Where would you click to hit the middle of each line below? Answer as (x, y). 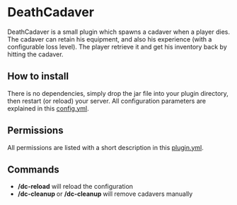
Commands (34, 169)
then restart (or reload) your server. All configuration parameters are (107, 101)
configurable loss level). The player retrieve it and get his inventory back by (117, 46)
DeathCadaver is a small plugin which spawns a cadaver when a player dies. (118, 32)
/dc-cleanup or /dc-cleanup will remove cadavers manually (105, 194)
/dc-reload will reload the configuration (75, 187)
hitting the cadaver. (35, 54)
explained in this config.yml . (48, 108)
